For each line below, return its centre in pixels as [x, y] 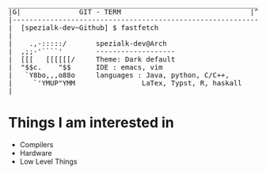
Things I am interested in [91, 123]
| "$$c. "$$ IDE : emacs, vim [85, 67]
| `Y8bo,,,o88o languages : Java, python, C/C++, [119, 75]
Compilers [36, 144]
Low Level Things [48, 161]
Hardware [36, 153]
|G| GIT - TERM [65, 12]
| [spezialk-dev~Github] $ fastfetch [84, 28]
